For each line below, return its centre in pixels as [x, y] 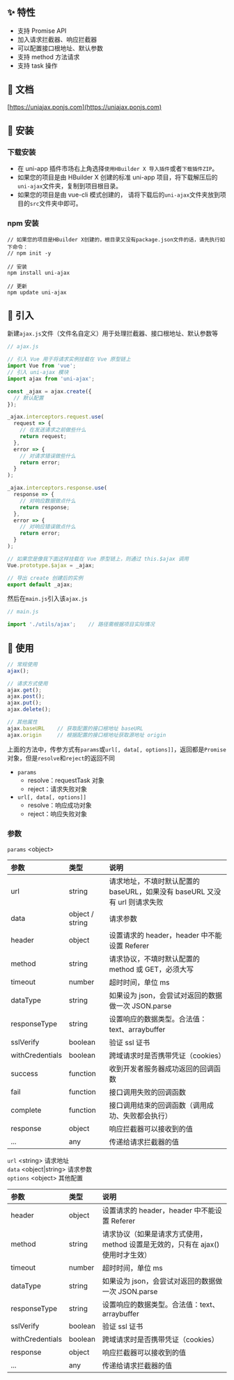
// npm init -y [29, 253]
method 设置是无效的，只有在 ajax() [161, 1245]
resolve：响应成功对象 [60, 805]
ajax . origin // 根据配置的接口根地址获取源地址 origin [87, 735]
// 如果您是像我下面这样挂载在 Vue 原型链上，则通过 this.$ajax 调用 [98, 559]
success [24, 1074]
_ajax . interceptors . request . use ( [56, 417]
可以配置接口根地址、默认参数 [60, 48]
